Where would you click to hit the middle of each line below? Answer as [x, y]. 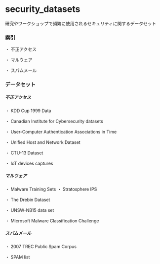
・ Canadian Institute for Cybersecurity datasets [54, 121]
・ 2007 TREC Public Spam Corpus [41, 247]
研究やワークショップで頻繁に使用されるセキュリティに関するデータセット [81, 23]
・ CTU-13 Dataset [24, 153]
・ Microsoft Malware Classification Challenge [52, 221]
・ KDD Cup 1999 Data [28, 111]
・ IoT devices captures [29, 164]
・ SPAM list [18, 257]
